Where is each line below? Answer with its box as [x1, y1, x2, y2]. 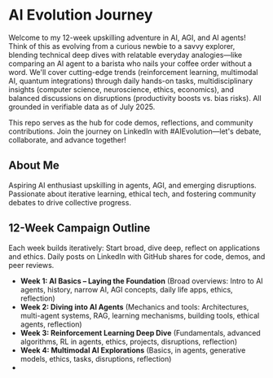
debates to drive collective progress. [8, 197, 132, 207]
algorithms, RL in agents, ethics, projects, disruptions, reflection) [20, 336, 238, 346]
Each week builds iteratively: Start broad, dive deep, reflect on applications [8, 243, 261, 253]
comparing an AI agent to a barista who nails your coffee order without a [8, 59, 253, 68]
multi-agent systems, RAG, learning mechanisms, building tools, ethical [20, 310, 260, 320]
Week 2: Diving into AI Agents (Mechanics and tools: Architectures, [20, 301, 249, 311]
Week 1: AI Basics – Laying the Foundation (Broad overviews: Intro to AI [20, 275, 263, 286]
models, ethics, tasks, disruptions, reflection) [20, 354, 172, 363]
